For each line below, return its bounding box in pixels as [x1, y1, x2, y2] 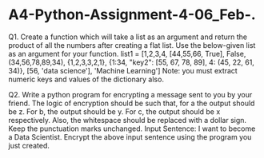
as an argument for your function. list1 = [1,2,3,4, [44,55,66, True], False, [8, 49, 246, 58]
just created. [8, 140, 50, 150]
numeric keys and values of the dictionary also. [8, 74, 164, 84]
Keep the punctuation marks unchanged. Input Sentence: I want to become [8, 124, 256, 133]
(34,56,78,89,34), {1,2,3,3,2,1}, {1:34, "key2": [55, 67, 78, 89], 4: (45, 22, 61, [8, 57, 254, 67]
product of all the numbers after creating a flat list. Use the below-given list [8, 40, 256, 49]
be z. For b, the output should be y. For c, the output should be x [8, 106, 221, 117]
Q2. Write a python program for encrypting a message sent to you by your [8, 89, 253, 99]
